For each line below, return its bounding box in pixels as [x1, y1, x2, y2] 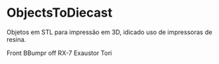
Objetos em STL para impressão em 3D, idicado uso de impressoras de [6, 28, 213, 36]
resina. [6, 35, 27, 43]
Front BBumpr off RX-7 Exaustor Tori [6, 49, 112, 57]
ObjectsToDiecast [6, 5, 113, 21]
